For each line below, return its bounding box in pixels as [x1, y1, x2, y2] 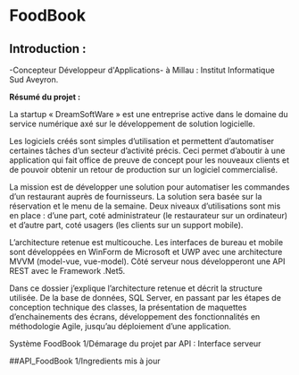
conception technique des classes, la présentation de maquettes [9, 302, 247, 312]
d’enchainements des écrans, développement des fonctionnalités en [9, 311, 261, 322]
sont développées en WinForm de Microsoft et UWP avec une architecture [9, 247, 283, 257]
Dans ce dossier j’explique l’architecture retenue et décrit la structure [9, 283, 263, 294]
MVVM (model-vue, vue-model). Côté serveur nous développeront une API [9, 256, 286, 267]
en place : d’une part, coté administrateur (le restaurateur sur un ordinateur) [9, 210, 288, 220]
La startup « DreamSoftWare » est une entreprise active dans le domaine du [9, 109, 288, 119]
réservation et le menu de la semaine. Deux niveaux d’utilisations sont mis [9, 200, 281, 211]
